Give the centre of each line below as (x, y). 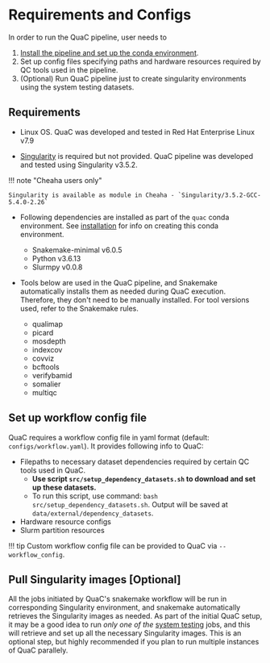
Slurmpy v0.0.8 (57, 267)
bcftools (46, 367)
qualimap (47, 323)
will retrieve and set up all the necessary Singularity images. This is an (125, 633)
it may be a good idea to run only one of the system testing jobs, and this (129, 625)
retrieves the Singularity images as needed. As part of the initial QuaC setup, (135, 616)
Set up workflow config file (78, 418)
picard (43, 332)
